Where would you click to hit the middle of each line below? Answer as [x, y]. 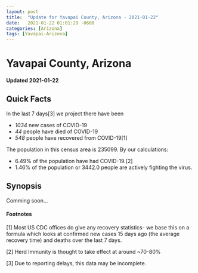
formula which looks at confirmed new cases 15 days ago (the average [93, 234]
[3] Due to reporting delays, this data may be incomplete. [76, 263]
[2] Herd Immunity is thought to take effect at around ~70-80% [83, 251]
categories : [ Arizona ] [34, 28]
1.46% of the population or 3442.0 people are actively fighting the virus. [103, 167]
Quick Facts [29, 99]
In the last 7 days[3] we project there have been [65, 114]
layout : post [22, 12]
